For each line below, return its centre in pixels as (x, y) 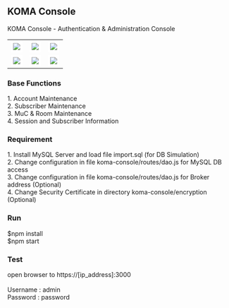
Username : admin (34, 290)
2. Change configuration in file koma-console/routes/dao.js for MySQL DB (114, 162)
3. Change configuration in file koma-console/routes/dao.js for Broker (109, 177)
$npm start (23, 241)
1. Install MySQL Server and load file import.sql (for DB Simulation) (103, 155)
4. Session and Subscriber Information (63, 121)
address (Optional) (35, 185)
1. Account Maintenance (42, 99)
